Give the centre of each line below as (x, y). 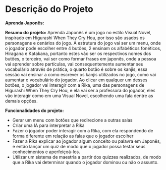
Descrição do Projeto (49, 9)
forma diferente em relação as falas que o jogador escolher (73, 136)
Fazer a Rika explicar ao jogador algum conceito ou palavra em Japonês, (86, 141)
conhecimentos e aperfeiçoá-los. (46, 152)
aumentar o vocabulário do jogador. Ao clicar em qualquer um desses (76, 80)
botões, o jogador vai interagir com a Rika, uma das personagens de (75, 85)
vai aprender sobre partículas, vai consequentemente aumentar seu (74, 64)
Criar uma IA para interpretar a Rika (49, 125)
